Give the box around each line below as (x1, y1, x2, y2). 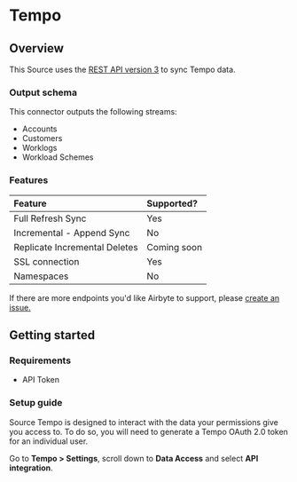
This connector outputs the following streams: (9, 107, 177, 117)
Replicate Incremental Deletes (13, 241, 139, 253)
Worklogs (21, 143, 58, 154)
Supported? (146, 197, 198, 209)
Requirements (9, 354, 72, 367)
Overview (9, 41, 65, 56)
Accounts (21, 123, 58, 134)
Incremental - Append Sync (13, 226, 130, 239)
